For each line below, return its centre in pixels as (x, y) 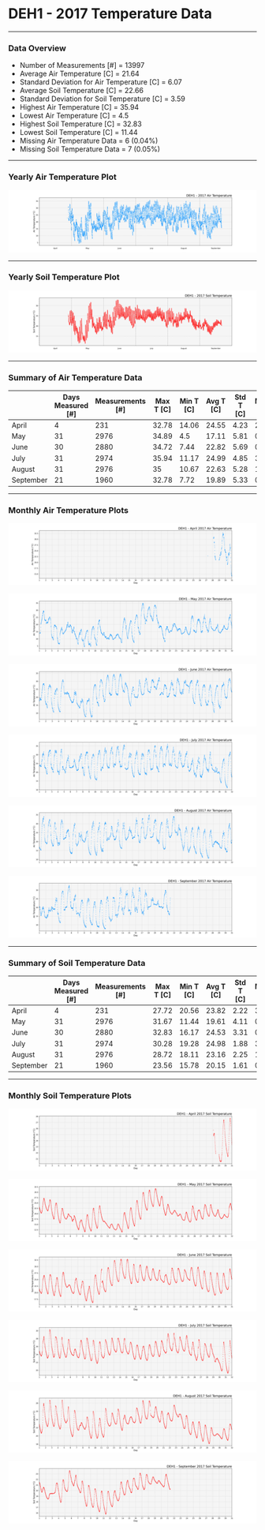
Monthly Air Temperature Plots (68, 510)
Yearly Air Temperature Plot (62, 177)
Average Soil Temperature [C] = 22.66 (82, 91)
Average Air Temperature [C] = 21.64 (79, 74)
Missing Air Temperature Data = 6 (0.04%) (89, 141)
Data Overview (37, 48)
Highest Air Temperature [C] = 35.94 (79, 107)
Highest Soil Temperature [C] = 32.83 (80, 124)
